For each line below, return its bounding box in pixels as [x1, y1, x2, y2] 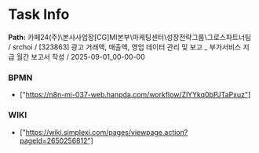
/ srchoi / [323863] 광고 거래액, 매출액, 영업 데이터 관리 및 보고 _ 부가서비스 [8, 42, 242, 52]
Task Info [8, 5, 70, 24]
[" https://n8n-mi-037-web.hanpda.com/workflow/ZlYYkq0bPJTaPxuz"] [19, 90, 251, 100]
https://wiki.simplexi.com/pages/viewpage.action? [25, 127, 188, 137]
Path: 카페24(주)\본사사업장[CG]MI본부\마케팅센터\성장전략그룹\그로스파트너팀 [8, 32, 252, 42]
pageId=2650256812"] [19, 136, 94, 145]
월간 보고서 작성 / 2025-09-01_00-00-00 [16, 52, 145, 61]
